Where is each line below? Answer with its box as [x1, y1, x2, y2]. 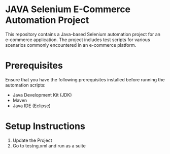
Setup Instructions [5, 120, 85, 132]
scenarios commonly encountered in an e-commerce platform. [5, 42, 137, 48]
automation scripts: [5, 82, 46, 88]
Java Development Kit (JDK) [12, 91, 72, 98]
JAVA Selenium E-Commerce [5, 4, 131, 15]
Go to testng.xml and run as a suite [12, 142, 86, 148]
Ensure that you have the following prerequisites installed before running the [5, 76, 165, 82]
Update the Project [12, 137, 52, 143]
